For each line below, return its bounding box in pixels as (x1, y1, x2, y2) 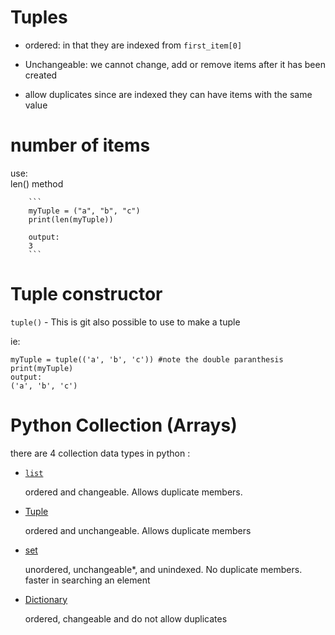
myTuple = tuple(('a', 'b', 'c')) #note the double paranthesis (10, 354, 284, 365)
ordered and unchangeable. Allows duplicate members (24, 524, 252, 536)
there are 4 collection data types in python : (10, 447, 191, 459)
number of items (10, 134, 151, 157)
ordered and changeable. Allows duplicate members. (24, 486, 243, 498)
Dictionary (24, 593, 68, 605)
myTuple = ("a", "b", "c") (28, 206, 141, 216)
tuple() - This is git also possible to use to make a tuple (10, 316, 241, 328)
